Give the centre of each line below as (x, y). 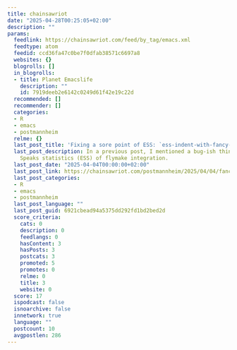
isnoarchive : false (42, 309)
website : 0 (36, 289)
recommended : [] (37, 99)
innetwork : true (37, 316)
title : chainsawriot (38, 14)
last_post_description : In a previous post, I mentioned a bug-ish (115, 152)
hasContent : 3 (41, 243)
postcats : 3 (37, 257)
